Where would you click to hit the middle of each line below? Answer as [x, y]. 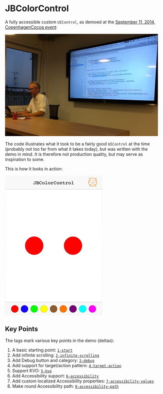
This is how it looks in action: [34, 169]
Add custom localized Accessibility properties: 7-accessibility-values [83, 381]
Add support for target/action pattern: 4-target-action [67, 366]
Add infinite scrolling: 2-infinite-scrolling [56, 355]
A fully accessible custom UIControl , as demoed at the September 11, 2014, [80, 22]
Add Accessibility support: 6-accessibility [55, 376]
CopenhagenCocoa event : [31, 27]
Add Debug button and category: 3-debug [53, 360]
